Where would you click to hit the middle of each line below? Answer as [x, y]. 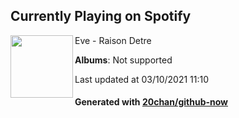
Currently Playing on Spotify [101, 16]
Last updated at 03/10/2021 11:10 [142, 79]
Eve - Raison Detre [113, 40]
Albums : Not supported [123, 60]
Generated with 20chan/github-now [151, 102]
